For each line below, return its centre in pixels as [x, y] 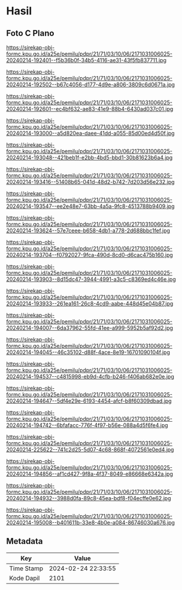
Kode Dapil [25, 578]
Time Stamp [26, 568]
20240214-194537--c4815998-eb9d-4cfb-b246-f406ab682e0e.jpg [90, 376]
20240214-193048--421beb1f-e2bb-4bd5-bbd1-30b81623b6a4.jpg [90, 158]
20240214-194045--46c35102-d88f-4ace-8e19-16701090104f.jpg [88, 352]
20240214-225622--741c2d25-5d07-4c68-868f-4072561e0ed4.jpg [90, 450]
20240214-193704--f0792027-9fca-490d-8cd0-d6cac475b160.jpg [90, 255]
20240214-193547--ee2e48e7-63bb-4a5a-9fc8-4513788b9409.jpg [90, 206]
